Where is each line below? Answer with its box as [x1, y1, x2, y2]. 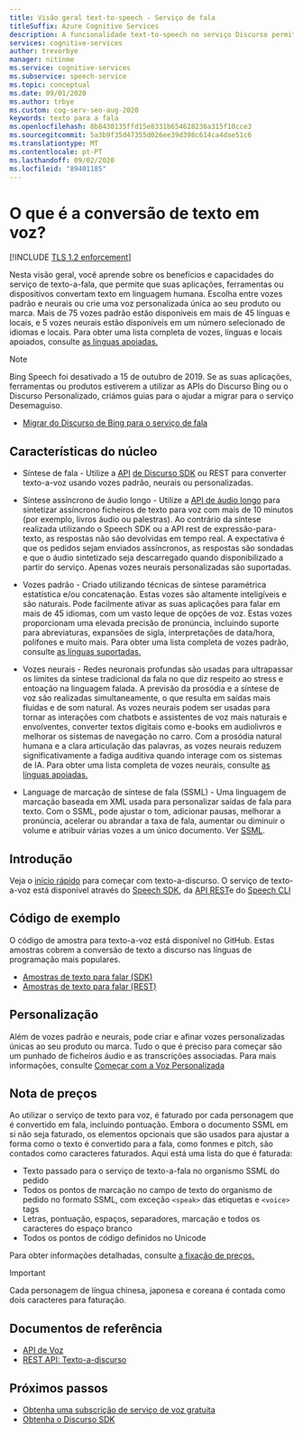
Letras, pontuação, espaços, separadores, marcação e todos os [22, 1214, 261, 1225]
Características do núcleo [9, 444, 158, 459]
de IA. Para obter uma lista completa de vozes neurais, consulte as [22, 759, 271, 771]
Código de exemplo [9, 911, 121, 926]
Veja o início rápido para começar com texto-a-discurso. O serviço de [9, 875, 270, 886]
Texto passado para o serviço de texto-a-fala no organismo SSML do [22, 1165, 280, 1177]
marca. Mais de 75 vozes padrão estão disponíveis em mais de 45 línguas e [9, 308, 290, 318]
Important [9, 1268, 46, 1279]
